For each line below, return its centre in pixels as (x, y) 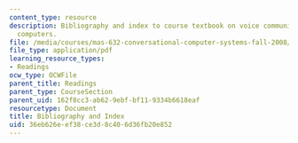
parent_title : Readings (53, 83)
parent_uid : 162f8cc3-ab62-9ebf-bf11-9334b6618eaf (105, 100)
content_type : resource (53, 17)
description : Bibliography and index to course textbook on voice (134, 26)
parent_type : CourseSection (61, 91)
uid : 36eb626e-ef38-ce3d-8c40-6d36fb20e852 (91, 125)
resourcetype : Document (53, 108)
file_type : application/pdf (61, 51)
